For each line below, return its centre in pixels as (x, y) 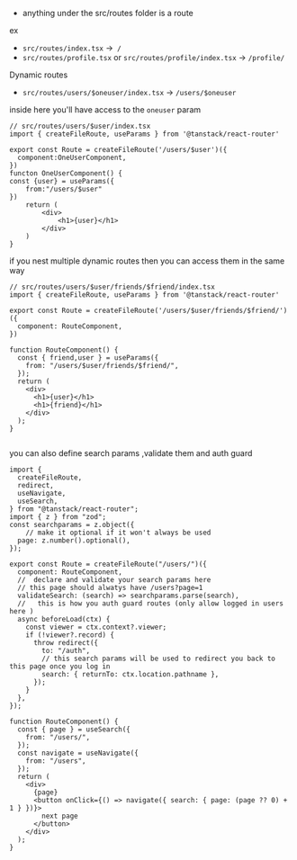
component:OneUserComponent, (72, 157)
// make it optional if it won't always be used (118, 533)
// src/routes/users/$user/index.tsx (80, 126)
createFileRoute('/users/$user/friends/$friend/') (191, 310)
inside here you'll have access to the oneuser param (105, 110)
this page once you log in (60, 667)
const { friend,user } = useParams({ (88, 358)
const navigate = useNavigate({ (78, 753)
